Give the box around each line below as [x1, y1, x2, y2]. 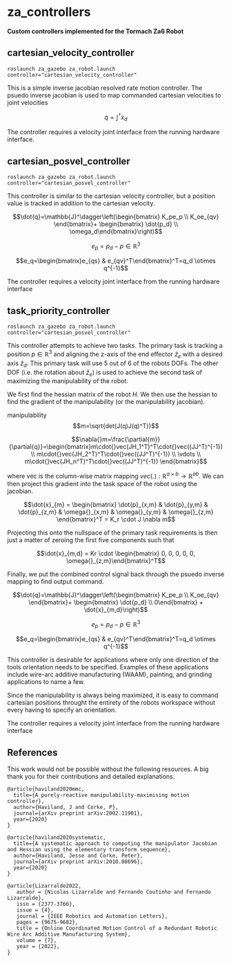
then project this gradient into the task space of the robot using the [7, 479, 198, 488]
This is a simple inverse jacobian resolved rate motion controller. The [7, 84, 203, 92]
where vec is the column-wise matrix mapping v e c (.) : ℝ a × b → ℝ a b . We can [7, 471, 224, 480]
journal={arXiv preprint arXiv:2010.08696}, [13, 858, 143, 865]
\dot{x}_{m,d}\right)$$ [83, 605, 148, 613]
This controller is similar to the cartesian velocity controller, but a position [7, 192, 216, 201]
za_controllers [7, 4, 91, 20]
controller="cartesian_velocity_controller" [7, 71, 137, 78]
